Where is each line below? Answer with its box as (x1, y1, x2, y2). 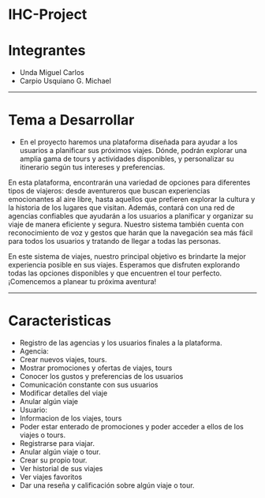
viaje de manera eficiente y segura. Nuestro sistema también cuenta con (8, 219, 244, 230)
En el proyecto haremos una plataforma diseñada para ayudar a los (19, 137, 238, 147)
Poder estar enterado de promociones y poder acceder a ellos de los (19, 422, 244, 431)
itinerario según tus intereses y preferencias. (19, 163, 166, 172)
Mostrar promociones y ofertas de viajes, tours (19, 363, 173, 373)
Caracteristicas (8, 312, 112, 330)
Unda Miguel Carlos (19, 68, 85, 77)
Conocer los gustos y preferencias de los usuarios (19, 372, 184, 380)
